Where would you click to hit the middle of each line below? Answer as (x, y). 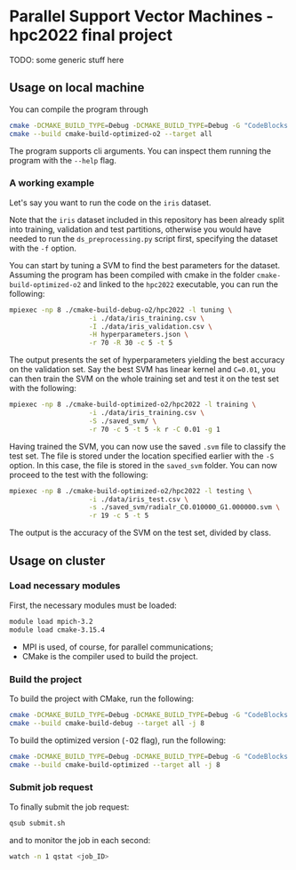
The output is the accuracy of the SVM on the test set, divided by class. (140, 533)
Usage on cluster (57, 560)
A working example (52, 183)
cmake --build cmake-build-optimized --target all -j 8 (115, 765)
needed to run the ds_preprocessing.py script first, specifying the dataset (144, 238)
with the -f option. (43, 248)
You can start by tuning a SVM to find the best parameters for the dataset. (145, 265)
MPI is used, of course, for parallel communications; (117, 647)
